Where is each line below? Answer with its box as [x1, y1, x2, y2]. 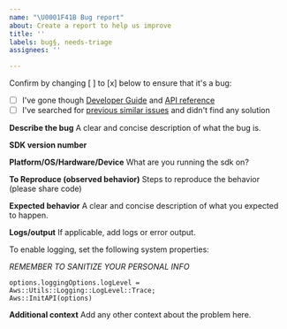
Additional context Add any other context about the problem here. [9, 310, 252, 320]
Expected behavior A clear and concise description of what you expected [9, 201, 279, 211]
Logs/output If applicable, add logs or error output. [9, 227, 196, 238]
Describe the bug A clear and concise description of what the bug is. [9, 123, 261, 134]
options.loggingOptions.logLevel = [9, 279, 140, 287]
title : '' [9, 29, 46, 38]
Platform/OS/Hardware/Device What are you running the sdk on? [9, 157, 250, 168]
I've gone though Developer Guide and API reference [21, 95, 215, 106]
